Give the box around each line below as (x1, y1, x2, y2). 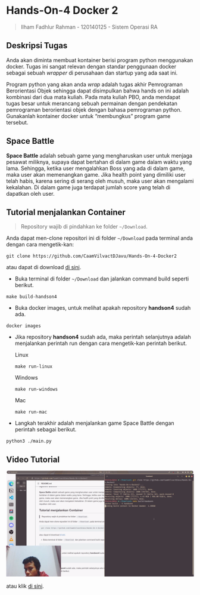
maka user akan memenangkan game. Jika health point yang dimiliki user (6, 171, 186, 178)
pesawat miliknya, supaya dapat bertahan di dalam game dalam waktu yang (6, 158, 192, 165)
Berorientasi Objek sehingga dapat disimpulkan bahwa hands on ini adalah (6, 87, 189, 94)
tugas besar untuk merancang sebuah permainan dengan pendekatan (6, 100, 177, 107)
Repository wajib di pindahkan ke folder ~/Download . (20, 223, 148, 230)
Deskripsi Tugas (6, 41, 68, 51)
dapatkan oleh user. (6, 190, 55, 197)
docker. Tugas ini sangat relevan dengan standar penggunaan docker (6, 63, 177, 70)
